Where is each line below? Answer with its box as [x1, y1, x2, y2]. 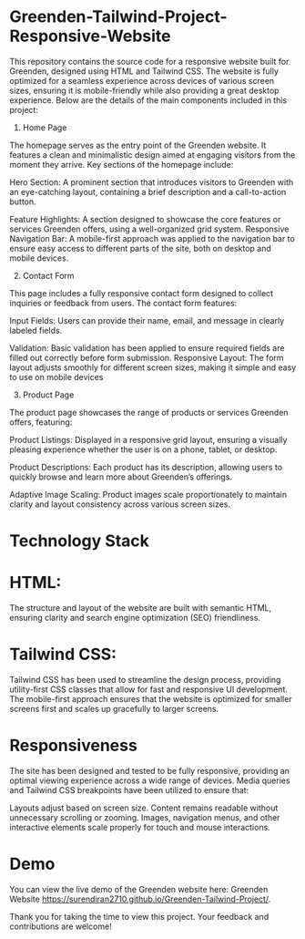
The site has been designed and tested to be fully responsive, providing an [9, 765, 290, 776]
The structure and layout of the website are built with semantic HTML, [9, 603, 272, 614]
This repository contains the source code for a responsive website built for [9, 56, 290, 67]
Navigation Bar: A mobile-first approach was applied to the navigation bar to [9, 232, 296, 243]
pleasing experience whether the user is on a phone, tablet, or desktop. [9, 444, 278, 455]
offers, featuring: [9, 417, 73, 428]
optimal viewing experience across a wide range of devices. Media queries [9, 775, 290, 786]
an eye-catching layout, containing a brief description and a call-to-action [9, 186, 287, 197]
